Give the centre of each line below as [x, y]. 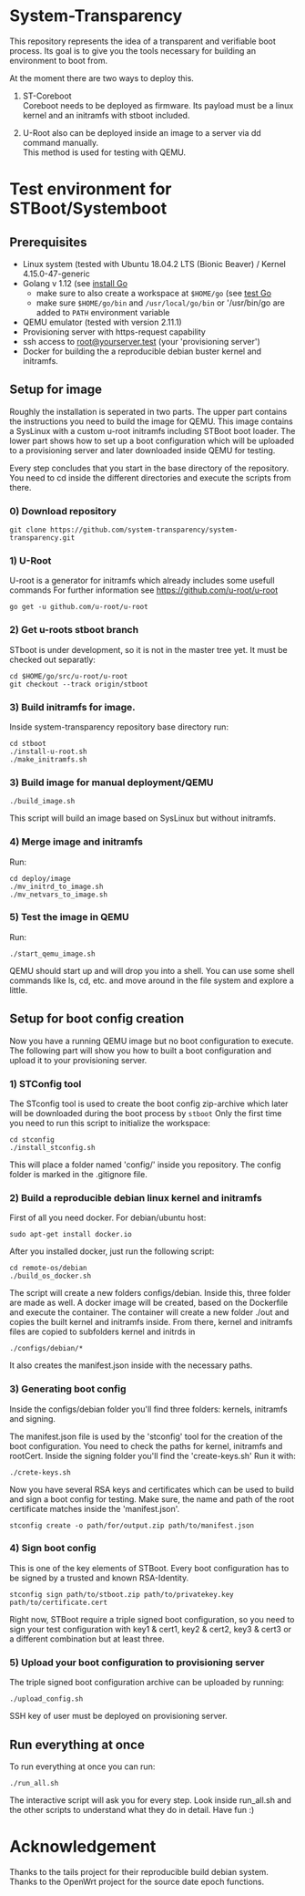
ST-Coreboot [47, 96]
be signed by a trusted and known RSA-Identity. [99, 1578]
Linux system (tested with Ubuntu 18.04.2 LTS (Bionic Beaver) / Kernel [154, 264]
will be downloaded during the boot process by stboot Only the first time [146, 1113]
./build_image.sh [42, 802]
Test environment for [91, 189]
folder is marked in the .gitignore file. [78, 1174]
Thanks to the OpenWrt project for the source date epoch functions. [137, 1881]
